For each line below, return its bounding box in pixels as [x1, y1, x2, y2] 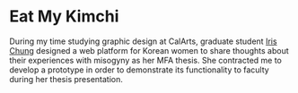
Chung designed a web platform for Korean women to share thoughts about [9, 45, 289, 55]
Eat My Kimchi [9, 6, 119, 27]
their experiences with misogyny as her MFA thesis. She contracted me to [9, 55, 283, 65]
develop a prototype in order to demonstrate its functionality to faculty [9, 64, 269, 75]
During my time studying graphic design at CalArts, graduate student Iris [9, 36, 277, 46]
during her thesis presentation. [9, 73, 123, 84]
